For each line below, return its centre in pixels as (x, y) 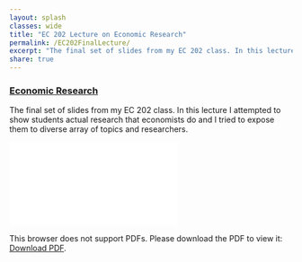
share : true (31, 59)
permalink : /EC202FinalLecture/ (70, 43)
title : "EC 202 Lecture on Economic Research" (98, 34)
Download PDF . (38, 249)
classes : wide (36, 26)
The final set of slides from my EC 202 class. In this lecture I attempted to (145, 110)
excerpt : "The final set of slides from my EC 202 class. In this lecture (152, 51)
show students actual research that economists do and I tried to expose (142, 120)
